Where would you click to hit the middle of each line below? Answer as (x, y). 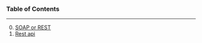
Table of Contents (33, 9)
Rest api (25, 34)
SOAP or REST (33, 27)
